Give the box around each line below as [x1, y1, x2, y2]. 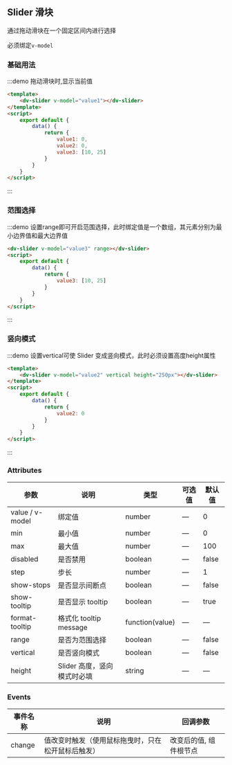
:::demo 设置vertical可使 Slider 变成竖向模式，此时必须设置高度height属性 [7, 351, 216, 359]
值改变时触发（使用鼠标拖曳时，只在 [43, 735, 162, 745]
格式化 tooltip [57, 613, 101, 623]
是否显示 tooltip [57, 597, 108, 606]
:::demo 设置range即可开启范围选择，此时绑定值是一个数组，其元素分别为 [7, 222, 216, 231]
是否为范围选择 [57, 635, 107, 645]
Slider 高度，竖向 [57, 660, 113, 670]
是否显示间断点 [57, 580, 107, 590]
